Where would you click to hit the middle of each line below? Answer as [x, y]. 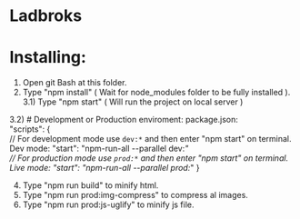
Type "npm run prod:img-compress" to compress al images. [135, 195]
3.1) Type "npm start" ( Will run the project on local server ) [133, 102]
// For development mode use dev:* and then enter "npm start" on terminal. [150, 139]
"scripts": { [30, 129]
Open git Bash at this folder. [75, 83]
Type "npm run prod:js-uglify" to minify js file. [108, 204]
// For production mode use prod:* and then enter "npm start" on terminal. [149, 158]
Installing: [48, 58]
